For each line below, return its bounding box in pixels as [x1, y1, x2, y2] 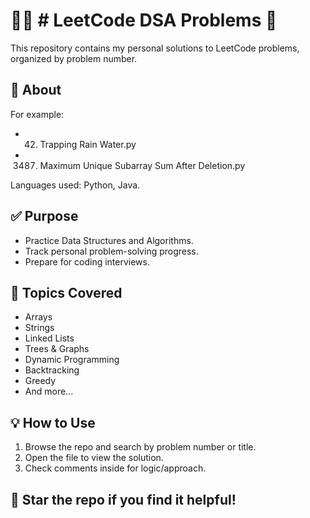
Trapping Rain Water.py [39, 138, 137, 150]
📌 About [10, 82, 62, 99]
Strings [24, 322, 55, 334]
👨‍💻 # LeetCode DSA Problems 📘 [10, 9, 278, 32]
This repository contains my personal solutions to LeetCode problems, [10, 42, 300, 54]
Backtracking [24, 364, 80, 376]
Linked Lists [24, 332, 75, 344]
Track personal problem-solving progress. [24, 245, 199, 257]
